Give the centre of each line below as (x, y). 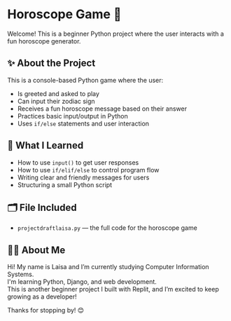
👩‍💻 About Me (36, 250)
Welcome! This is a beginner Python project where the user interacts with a (115, 34)
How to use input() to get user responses (78, 162)
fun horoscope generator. (44, 41)
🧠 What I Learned (45, 145)
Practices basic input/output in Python (72, 116)
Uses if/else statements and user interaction (83, 123)
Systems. (21, 274)
